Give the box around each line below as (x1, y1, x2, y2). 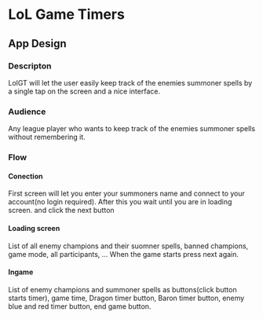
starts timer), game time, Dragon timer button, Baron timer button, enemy (8, 293, 245, 302)
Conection (8, 171, 43, 181)
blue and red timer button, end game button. (8, 301, 152, 311)
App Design (8, 37, 67, 50)
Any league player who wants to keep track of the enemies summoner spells (8, 124, 256, 134)
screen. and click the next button (8, 206, 115, 215)
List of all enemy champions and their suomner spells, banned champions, (8, 241, 249, 251)
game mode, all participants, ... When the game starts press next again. (8, 249, 239, 258)
